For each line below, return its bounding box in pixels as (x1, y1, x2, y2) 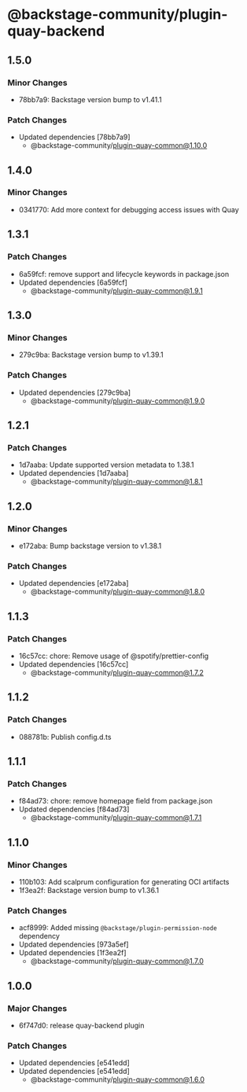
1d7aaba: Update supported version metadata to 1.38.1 (18, 460, 194, 469)
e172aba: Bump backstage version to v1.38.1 (18, 541, 162, 550)
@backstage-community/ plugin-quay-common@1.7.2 (30, 667, 204, 677)
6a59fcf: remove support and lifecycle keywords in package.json (18, 269, 230, 278)
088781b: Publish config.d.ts (18, 732, 112, 741)
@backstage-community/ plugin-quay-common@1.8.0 (30, 587, 205, 597)
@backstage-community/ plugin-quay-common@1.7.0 (30, 957, 204, 966)
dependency (18, 932, 61, 941)
